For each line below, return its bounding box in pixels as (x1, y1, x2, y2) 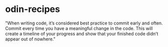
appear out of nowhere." (5, 36, 56, 42)
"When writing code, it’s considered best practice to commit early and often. (5, 20, 163, 26)
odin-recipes (5, 3, 60, 15)
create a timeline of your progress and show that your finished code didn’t (5, 30, 158, 36)
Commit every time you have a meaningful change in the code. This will (5, 25, 153, 31)
